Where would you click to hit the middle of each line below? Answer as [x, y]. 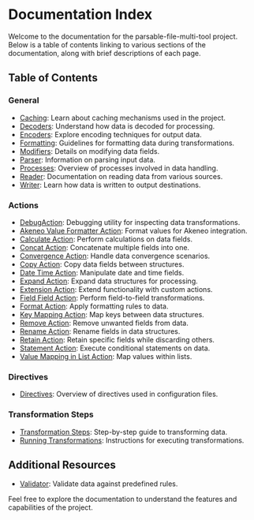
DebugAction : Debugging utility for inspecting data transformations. [130, 222]
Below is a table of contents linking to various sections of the [107, 44]
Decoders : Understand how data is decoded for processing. [117, 126]
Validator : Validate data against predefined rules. [99, 484]
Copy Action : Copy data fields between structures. [102, 264]
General [24, 100]
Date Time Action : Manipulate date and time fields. [102, 272]
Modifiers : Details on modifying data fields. [90, 151]
